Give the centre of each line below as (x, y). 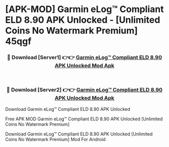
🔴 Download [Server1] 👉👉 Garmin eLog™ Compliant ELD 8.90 (84, 57)
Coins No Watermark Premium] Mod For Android (55, 139)
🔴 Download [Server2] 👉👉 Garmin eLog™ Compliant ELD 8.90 (84, 90)
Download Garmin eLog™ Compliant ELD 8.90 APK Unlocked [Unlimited (79, 134)
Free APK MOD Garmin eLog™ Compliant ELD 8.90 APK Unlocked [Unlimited (84, 119)
